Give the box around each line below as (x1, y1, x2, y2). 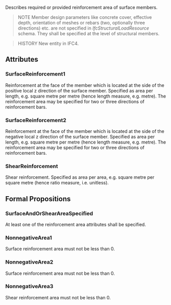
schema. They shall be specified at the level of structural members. (17, 31, 160, 36)
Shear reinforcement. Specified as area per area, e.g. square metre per (5, 174, 155, 180)
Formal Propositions (5, 194, 71, 203)
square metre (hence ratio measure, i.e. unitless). (5, 180, 109, 186)
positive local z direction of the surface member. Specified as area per (5, 87, 153, 93)
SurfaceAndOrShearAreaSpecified (5, 209, 93, 217)
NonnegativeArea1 (5, 234, 52, 241)
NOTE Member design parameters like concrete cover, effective (17, 14, 152, 20)
